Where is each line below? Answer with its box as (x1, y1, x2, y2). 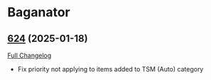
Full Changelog (7, 51, 52, 59)
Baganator (7, 4, 70, 21)
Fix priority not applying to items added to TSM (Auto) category (17, 65, 204, 73)
